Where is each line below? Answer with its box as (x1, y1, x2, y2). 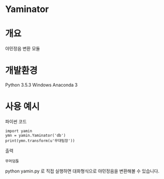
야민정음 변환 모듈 (5, 46, 40, 52)
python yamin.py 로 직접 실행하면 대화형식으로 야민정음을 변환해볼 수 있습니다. (5, 168, 159, 174)
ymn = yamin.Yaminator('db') (5, 133, 66, 138)
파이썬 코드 (5, 119, 27, 124)
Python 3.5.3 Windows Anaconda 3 (5, 82, 78, 88)
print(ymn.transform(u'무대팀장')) (5, 138, 75, 143)
